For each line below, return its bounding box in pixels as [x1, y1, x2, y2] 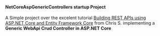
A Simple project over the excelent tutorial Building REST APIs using [5, 15, 146, 21]
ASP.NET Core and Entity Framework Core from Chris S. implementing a [5, 20, 155, 26]
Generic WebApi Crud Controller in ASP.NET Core [5, 25, 112, 32]
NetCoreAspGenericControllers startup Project [5, 4, 106, 10]
